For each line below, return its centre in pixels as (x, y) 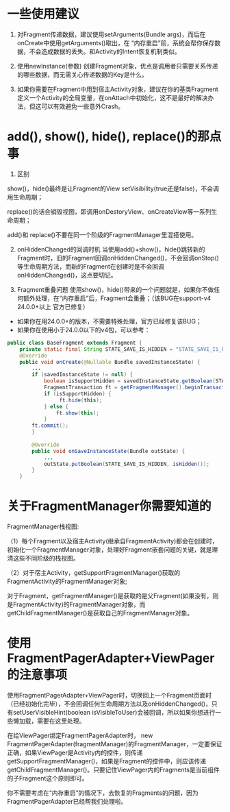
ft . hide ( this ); (81, 400)
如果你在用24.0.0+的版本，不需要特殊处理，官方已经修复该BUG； (109, 321)
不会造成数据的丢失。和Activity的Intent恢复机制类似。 (105, 51)
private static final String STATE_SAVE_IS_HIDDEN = (96, 349)
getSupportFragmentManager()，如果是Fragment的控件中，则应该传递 (107, 761)
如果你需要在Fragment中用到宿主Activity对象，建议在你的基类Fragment (118, 89)
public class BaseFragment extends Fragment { (75, 343)
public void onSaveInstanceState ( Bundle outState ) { (108, 451)
